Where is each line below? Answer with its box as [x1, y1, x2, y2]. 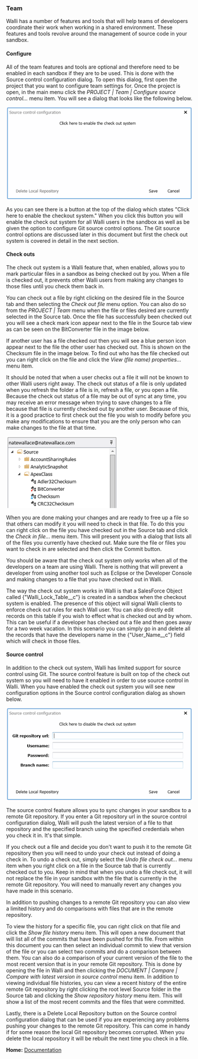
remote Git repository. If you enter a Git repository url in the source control [6, 813, 187, 820]
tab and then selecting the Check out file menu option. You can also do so [6, 300, 186, 307]
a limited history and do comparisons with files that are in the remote [6, 905, 173, 912]
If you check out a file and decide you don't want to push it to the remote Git [6, 843, 192, 850]
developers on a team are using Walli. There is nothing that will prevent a [6, 563, 183, 570]
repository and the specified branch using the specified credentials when [6, 825, 185, 832]
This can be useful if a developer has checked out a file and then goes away [6, 619, 192, 626]
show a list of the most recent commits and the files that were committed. [6, 998, 185, 1005]
